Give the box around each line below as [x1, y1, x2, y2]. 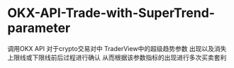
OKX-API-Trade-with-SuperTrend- [7, 5, 215, 21]
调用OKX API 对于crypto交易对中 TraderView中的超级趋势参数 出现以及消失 [7, 44, 227, 52]
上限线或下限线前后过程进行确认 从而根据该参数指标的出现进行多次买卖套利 [7, 53, 227, 62]
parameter [7, 20, 71, 36]
